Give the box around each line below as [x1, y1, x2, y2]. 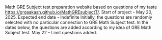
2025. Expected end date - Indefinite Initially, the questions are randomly [5, 14, 153, 20]
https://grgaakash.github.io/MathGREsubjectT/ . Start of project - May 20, [5, 9, 153, 15]
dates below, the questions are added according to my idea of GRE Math [5, 25, 152, 30]
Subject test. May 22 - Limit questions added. [5, 30, 97, 35]
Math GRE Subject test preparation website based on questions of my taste [5, 4, 157, 10]
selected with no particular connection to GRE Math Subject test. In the [5, 19, 149, 25]
